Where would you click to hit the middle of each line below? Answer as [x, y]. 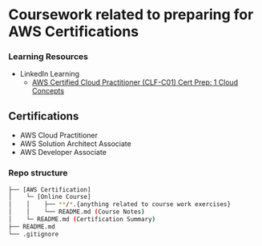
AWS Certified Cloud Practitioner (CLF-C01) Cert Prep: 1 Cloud [135, 82]
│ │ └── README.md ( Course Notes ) [77, 212]
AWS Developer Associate [63, 153]
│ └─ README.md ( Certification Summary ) [82, 220]
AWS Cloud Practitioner [59, 135]
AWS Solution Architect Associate [76, 144]
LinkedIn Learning [50, 74]
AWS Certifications [74, 32]
